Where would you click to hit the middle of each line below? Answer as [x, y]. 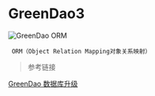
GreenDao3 [47, 14]
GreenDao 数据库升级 [43, 83]
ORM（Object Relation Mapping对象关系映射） [81, 51]
